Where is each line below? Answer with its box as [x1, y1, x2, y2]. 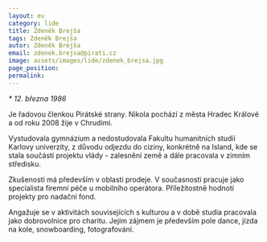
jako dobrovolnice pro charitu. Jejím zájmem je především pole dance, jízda [8, 215, 258, 225]
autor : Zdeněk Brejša [8, 42, 81, 50]
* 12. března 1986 [8, 93, 67, 103]
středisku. [8, 158, 42, 169]
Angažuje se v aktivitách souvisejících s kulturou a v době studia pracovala [8, 207, 257, 217]
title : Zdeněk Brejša [8, 27, 81, 35]
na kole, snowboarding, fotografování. [8, 224, 134, 234]
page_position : [8, 64, 60, 72]
